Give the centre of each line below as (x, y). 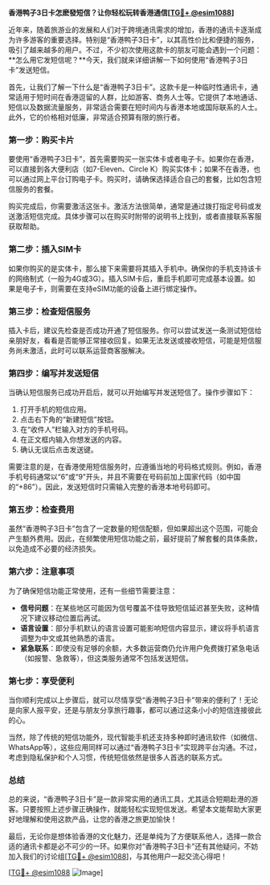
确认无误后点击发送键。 (59, 450)
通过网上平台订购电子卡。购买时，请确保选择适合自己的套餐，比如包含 (138, 179)
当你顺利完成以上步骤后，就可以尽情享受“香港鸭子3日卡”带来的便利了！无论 (133, 700)
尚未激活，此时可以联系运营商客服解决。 (82, 350)
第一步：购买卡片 (41, 140)
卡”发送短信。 (31, 70)
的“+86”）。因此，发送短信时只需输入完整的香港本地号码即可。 (111, 487)
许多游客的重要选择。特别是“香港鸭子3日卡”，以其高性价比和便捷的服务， (137, 40)
